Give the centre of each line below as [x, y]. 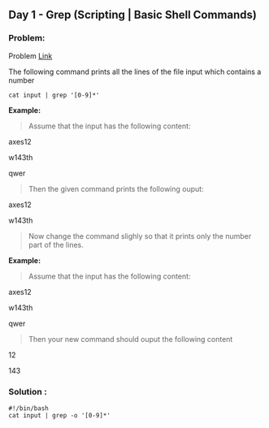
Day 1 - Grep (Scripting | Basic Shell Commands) [133, 15]
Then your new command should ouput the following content [130, 339]
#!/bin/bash [28, 408]
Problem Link [30, 56]
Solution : [28, 391]
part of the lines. [56, 244]
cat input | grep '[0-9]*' [54, 95]
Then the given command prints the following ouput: [116, 188]
